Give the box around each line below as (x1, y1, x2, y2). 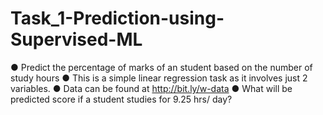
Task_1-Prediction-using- (10, 7, 225, 30)
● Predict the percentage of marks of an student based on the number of (10, 61, 313, 73)
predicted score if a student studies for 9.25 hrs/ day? (10, 93, 233, 105)
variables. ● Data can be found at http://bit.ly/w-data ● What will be (10, 82, 293, 94)
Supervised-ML (10, 28, 143, 51)
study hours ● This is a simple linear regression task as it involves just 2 (10, 72, 308, 84)
